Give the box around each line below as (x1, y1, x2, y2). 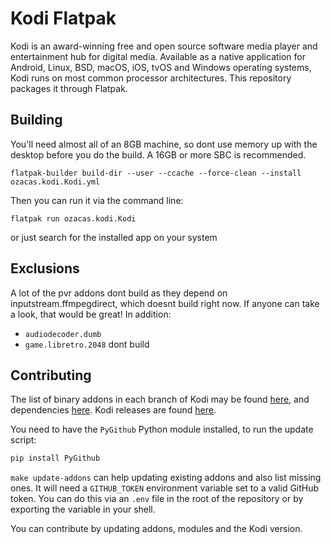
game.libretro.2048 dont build (24, 338, 150, 350)
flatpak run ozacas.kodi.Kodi (10, 213, 137, 224)
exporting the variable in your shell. (10, 503, 156, 516)
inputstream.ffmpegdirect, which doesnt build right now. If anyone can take (10, 297, 320, 309)
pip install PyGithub (10, 453, 101, 464)
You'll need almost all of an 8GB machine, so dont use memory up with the (10, 138, 318, 150)
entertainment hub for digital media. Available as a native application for (10, 50, 307, 62)
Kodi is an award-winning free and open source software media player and (10, 40, 318, 52)
